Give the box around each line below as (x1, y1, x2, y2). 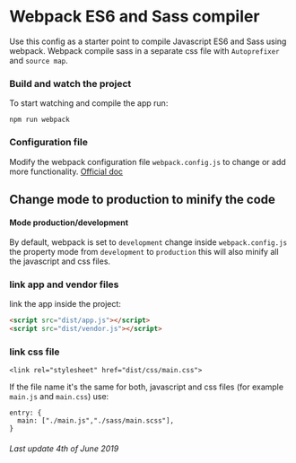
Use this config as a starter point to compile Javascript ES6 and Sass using (9, 36, 287, 47)
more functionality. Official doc (9, 166, 124, 177)
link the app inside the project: (9, 299, 121, 310)
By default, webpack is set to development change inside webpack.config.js (9, 237, 288, 248)
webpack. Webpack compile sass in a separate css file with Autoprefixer (9, 45, 280, 56)
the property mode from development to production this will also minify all (9, 247, 280, 258)
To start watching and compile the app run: (9, 98, 169, 109)
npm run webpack (9, 115, 70, 125)
